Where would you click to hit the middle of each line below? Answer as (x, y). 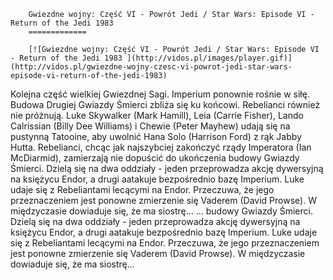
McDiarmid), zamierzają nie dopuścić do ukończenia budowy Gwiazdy (155, 158)
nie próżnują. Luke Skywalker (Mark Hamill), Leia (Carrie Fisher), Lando (157, 115)
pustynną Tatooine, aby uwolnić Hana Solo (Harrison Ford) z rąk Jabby (156, 136)
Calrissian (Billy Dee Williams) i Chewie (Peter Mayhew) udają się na (150, 126)
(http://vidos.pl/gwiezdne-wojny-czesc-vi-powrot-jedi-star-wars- (151, 67)
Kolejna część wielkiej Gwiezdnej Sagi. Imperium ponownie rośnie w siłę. (160, 94)
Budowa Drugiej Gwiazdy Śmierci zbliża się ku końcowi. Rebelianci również (165, 104)
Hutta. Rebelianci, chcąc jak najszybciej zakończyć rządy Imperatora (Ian (161, 147)
